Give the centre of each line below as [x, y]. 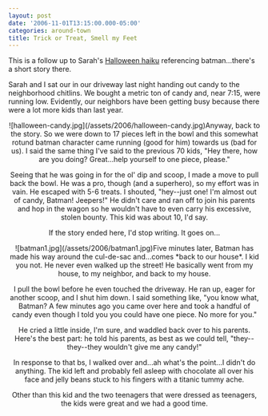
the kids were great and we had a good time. [134, 403]
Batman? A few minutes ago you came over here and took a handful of [134, 306]
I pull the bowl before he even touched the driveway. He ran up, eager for [134, 289]
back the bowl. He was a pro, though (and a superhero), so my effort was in [134, 184]
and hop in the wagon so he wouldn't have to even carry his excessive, [134, 209]
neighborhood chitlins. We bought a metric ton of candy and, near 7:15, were [134, 93]
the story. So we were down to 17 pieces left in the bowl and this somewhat [134, 134]
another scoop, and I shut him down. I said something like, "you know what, [134, 298]
